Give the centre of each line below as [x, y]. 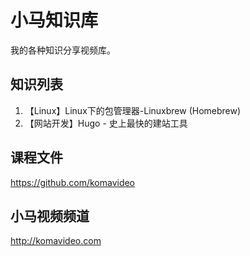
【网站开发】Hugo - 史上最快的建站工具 [106, 123]
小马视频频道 [50, 216]
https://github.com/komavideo [73, 182]
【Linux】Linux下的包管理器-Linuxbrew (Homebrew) [133, 110]
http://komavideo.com [56, 241]
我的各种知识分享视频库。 [63, 50]
